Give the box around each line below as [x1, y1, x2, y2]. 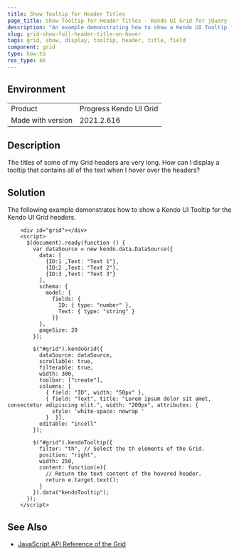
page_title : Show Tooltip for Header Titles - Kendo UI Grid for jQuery [7, 17, 228, 24]
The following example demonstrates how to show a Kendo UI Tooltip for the [7, 205, 232, 214]
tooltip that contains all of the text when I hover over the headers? [7, 166, 201, 175]
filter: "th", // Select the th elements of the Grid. [38, 445, 205, 453]
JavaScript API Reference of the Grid [17, 540, 127, 548]
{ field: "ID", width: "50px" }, [45, 389, 144, 397]
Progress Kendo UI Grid [79, 103, 159, 113]
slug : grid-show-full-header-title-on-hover [7, 30, 142, 38]
